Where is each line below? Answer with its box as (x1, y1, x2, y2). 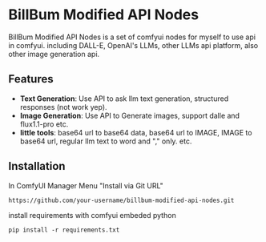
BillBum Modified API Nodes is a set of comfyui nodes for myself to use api (8, 32, 256, 42)
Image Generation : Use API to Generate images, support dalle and (19, 111, 240, 120)
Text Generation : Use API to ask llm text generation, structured (19, 94, 229, 103)
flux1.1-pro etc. (19, 119, 69, 129)
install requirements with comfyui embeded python (8, 210, 176, 220)
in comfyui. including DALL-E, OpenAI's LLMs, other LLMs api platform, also (8, 40, 259, 50)
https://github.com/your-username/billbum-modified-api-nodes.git (8, 196, 235, 204)
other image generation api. (8, 49, 100, 58)
